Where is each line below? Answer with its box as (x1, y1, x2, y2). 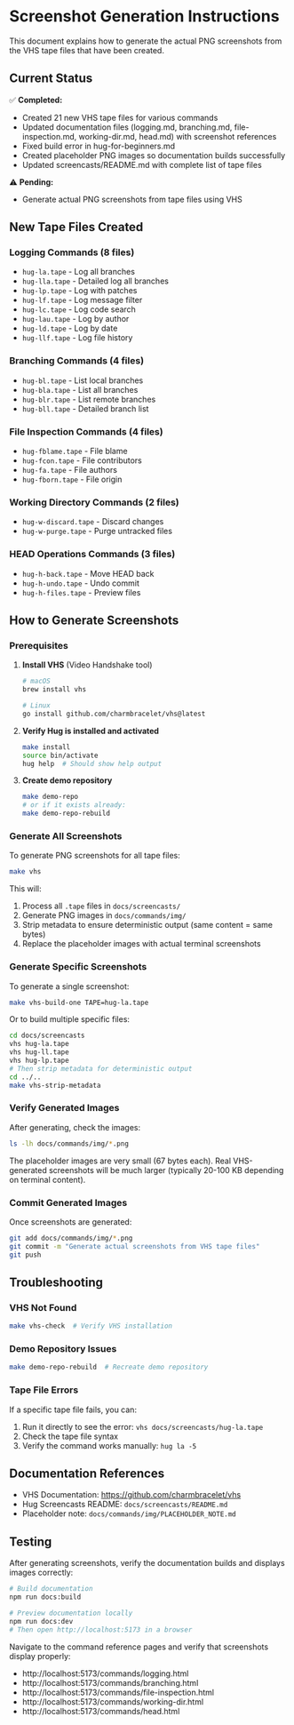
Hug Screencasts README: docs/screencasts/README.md (21, 1499, 228, 1510)
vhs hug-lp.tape (9, 1056, 69, 1066)
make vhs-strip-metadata (9, 1081, 101, 1090)
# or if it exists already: (21, 801, 126, 810)
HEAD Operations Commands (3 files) (9, 548, 176, 561)
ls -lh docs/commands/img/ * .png (9, 1139, 129, 1148)
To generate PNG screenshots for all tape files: (9, 851, 180, 861)
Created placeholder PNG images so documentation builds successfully (21, 149, 286, 161)
